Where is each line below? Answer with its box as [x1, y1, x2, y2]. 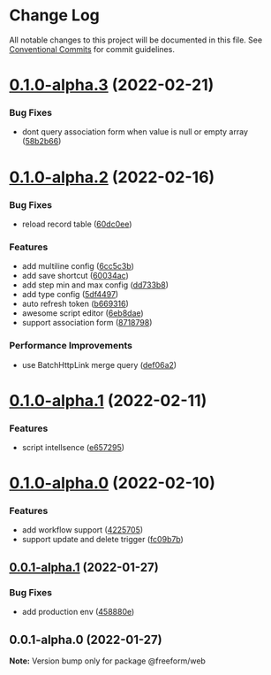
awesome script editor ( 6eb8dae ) [21, 308, 144, 318]
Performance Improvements [9, 340, 133, 352]
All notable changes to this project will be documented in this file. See [9, 35, 263, 45]
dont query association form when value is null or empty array [21, 127, 249, 137]
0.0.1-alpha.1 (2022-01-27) [9, 559, 159, 575]
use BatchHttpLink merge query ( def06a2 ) [21, 359, 177, 370]
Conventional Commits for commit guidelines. [9, 43, 175, 54]
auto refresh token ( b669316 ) [21, 298, 130, 310]
